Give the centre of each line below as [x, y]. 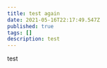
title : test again [33, 13]
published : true [30, 26]
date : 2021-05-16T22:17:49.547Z [53, 20]
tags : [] [20, 33]
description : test [33, 39]
